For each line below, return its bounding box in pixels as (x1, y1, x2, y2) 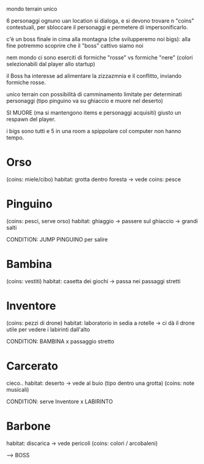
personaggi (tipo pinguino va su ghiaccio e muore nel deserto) (6, 97, 164, 104)
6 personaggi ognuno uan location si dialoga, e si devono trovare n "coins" (6, 17, 194, 24)
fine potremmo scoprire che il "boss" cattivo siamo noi (6, 42, 144, 49)
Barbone (6, 419, 51, 433)
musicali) (6, 386, 29, 393)
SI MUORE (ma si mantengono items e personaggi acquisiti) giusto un (6, 109, 181, 116)
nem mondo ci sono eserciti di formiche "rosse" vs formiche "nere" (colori (6, 54, 194, 61)
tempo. (6, 134, 24, 141)
